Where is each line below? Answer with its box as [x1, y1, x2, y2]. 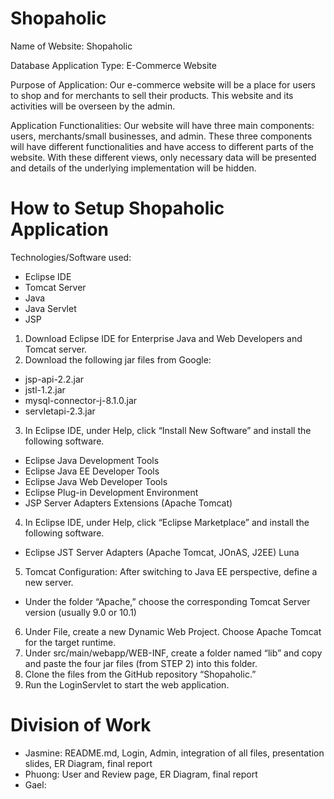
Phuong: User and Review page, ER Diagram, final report [24, 768, 258, 780]
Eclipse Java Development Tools [24, 454, 160, 466]
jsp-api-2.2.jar [24, 373, 85, 385]
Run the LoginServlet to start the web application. [24, 678, 230, 691]
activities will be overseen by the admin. [10, 100, 176, 112]
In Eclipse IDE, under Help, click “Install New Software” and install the [24, 424, 312, 436]
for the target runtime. [24, 636, 117, 648]
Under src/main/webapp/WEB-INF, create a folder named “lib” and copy [24, 647, 323, 659]
